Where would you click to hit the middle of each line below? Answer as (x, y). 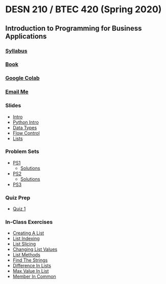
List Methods (27, 255)
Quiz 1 (19, 209)
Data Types (25, 127)
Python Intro (26, 122)
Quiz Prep (18, 198)
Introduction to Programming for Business (74, 28)
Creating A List (28, 233)
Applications (26, 36)
